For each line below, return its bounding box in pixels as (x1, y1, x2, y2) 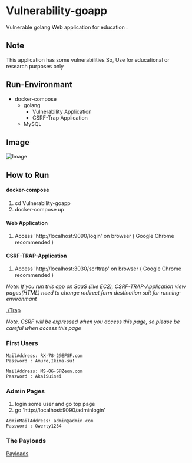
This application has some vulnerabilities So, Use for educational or (6, 56, 170, 63)
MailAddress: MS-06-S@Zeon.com (6, 368, 83, 374)
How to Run (6, 170, 49, 180)
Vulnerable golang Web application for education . (6, 24, 128, 31)
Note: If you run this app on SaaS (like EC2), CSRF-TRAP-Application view (6, 283, 187, 290)
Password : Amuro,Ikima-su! (6, 358, 75, 363)
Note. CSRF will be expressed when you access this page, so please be (6, 318, 180, 325)
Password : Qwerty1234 (6, 423, 62, 429)
